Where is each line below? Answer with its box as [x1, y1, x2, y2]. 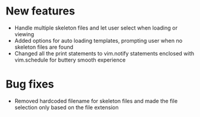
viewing [14, 30, 35, 37]
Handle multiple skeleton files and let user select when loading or [14, 24, 178, 31]
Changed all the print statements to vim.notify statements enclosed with [14, 49, 195, 57]
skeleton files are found [14, 43, 74, 51]
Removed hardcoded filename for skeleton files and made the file [14, 97, 178, 104]
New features [5, 4, 75, 18]
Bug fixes [5, 77, 55, 91]
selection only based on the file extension [14, 104, 119, 111]
